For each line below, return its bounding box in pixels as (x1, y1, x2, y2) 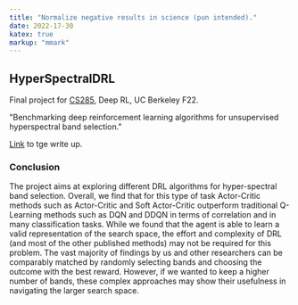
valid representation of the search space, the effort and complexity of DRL (9, 228, 283, 239)
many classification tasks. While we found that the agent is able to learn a (9, 219, 280, 230)
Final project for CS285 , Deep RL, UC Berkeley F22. (9, 95, 199, 105)
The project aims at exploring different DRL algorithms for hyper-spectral (9, 181, 277, 192)
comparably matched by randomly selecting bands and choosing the (9, 257, 262, 268)
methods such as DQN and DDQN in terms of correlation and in (44, 210, 277, 220)
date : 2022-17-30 (9, 21, 74, 30)
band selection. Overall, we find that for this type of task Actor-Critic (9, 191, 261, 202)
